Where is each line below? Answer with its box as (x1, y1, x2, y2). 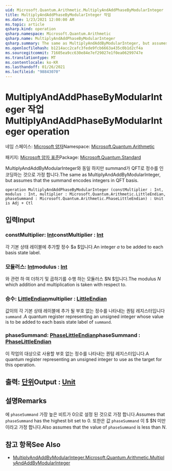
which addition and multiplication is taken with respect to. (5, 281, 127, 287)
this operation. (5, 362, 36, 368)
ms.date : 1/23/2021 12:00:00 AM (5, 17, 74, 22)
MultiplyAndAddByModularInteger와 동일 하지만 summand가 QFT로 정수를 (5, 165, 159, 171)
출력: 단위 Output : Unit (5, 377, 76, 386)
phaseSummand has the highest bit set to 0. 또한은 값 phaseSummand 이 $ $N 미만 (5, 417, 166, 423)
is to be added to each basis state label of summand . (5, 319, 113, 325)
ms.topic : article (5, 21, 45, 27)
